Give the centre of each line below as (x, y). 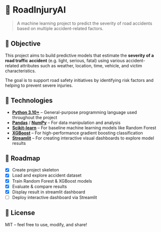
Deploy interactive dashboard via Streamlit (55, 197)
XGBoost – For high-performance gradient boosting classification (77, 133)
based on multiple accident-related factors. (60, 28)
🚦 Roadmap (23, 158)
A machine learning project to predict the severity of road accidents (85, 23)
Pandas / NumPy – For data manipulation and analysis (66, 123)
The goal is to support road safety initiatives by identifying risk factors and (79, 80)
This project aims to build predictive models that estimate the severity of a (80, 55)
